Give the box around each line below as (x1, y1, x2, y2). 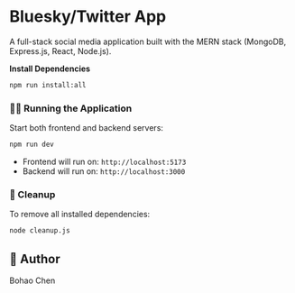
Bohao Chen (9, 275, 56, 286)
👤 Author (9, 251, 60, 267)
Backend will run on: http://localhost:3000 (22, 165, 186, 177)
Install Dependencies (9, 63, 91, 74)
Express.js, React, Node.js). (9, 45, 112, 56)
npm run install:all (9, 80, 88, 89)
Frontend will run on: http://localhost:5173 (22, 156, 187, 167)
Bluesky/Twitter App (9, 6, 167, 27)
